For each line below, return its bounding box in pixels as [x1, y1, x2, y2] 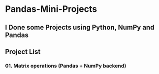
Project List [5, 47, 41, 56]
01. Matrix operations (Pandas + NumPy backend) [5, 62, 127, 69]
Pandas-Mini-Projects [5, 3, 97, 15]
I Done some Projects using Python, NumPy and [5, 23, 155, 32]
